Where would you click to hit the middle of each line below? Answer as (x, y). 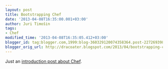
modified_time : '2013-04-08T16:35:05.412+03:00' (57, 38)
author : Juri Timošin (28, 24)
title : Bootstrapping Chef (33, 14)
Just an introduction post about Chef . (43, 61)
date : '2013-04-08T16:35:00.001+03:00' (47, 19)
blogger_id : (17, 42)
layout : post (19, 10)
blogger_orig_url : (24, 47)
